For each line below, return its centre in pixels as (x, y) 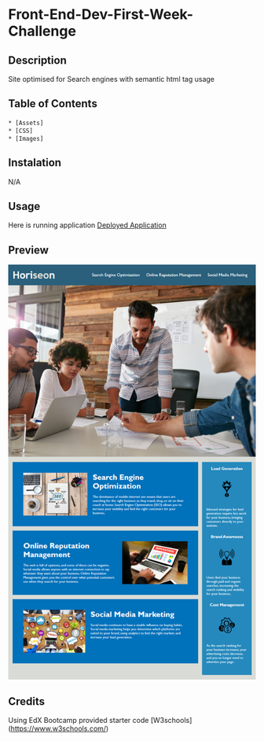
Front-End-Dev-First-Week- (101, 15)
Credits (27, 701)
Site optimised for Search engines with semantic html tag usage (111, 79)
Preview (29, 250)
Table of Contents (53, 104)
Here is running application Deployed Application (87, 225)
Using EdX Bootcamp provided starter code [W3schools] (100, 721)
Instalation (35, 163)
